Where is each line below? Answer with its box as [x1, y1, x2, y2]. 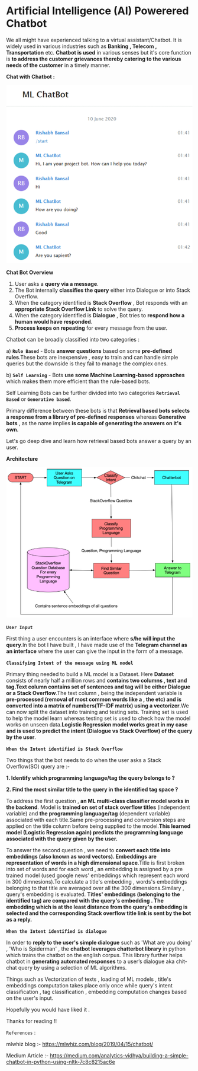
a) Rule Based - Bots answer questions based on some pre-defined [6, 347, 173, 354]
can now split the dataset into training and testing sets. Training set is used [6, 708, 189, 715]
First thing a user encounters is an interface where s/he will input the [6, 635, 176, 642]
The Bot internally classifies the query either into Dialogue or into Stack [14, 286, 190, 294]
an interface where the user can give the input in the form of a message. [6, 648, 184, 655]
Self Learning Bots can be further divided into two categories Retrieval [6, 389, 180, 396]
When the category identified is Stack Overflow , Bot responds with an [14, 299, 188, 306]
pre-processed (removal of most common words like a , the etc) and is [6, 696, 182, 703]
